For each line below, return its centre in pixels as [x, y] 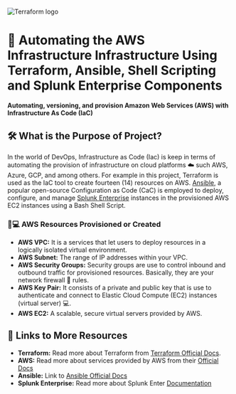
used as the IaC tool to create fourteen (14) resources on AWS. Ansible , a [114, 182]
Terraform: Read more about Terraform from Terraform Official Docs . [119, 353]
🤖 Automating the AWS [76, 40]
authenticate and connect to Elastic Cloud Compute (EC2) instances [117, 295]
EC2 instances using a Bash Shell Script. [66, 205]
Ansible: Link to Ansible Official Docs [73, 376]
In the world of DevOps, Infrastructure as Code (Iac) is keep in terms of [111, 156]
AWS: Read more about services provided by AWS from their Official [118, 360]
